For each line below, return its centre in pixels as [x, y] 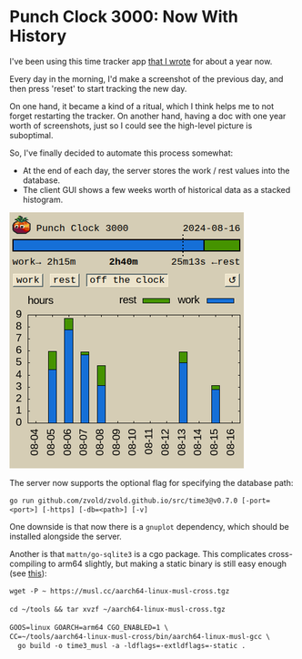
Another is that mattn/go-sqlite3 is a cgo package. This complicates [138, 553]
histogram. [43, 199]
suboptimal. [31, 135]
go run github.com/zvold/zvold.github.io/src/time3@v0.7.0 [124, 501]
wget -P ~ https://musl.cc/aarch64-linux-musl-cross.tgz [120, 591]
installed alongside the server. [66, 536]
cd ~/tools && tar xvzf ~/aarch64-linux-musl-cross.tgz [117, 609]
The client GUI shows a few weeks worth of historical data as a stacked [156, 189]
